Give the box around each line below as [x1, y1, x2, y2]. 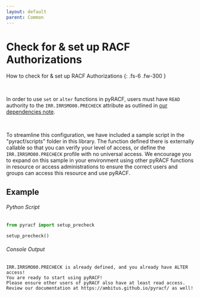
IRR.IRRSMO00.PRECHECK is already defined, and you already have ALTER [6, 264, 188, 270]
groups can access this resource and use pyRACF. [6, 170, 131, 177]
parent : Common [6, 14, 44, 20]
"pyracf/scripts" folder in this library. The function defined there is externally [6, 138, 195, 145]
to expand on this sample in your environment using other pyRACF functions [6, 157, 194, 164]
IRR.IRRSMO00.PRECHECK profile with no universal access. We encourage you [6, 151, 192, 158]
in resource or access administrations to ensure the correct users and [6, 163, 178, 170]
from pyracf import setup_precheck [6, 222, 95, 228]
